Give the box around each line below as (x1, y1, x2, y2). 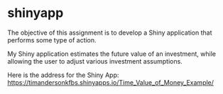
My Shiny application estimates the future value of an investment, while (7, 49, 217, 58)
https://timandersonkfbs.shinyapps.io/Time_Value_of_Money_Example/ (7, 78, 214, 86)
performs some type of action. (7, 35, 97, 44)
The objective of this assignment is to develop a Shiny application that (7, 28, 212, 37)
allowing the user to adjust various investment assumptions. (7, 57, 183, 65)
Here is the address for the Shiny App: (7, 71, 119, 79)
